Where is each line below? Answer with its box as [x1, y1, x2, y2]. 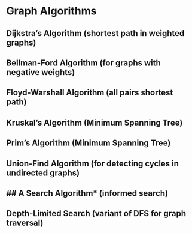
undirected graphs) [6, 168, 80, 178]
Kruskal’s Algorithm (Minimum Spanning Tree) [6, 117, 183, 127]
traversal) [6, 218, 44, 228]
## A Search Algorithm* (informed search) [6, 188, 169, 198]
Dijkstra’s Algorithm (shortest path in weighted [6, 28, 185, 38]
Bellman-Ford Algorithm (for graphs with [6, 58, 161, 68]
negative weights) [6, 67, 75, 77]
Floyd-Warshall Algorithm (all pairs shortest [6, 88, 173, 98]
